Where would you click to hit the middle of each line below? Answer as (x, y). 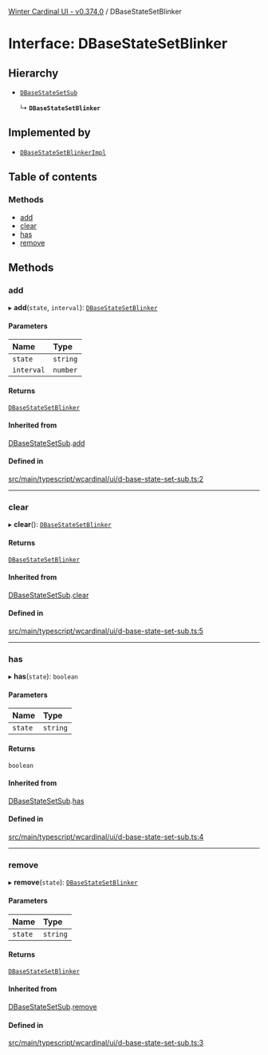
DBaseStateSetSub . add (47, 443)
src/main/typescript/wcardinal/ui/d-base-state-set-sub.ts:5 (106, 631)
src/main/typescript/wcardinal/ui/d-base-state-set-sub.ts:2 (106, 479)
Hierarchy (33, 73)
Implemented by (49, 133)
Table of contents (53, 177)
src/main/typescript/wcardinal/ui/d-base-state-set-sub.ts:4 (106, 837)
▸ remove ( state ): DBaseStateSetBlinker (73, 882)
